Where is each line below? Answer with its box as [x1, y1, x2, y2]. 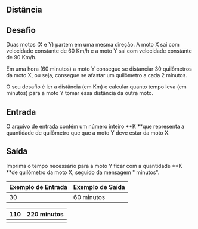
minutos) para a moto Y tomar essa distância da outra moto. [6, 90, 154, 97]
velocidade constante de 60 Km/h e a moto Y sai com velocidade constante [6, 47, 192, 54]
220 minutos [26, 210, 64, 218]
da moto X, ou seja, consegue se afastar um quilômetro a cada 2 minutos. [6, 72, 188, 79]
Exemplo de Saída [73, 182, 125, 191]
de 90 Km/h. [6, 54, 37, 61]
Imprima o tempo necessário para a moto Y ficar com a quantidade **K [6, 162, 182, 169]
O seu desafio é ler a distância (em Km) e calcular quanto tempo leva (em [6, 83, 187, 90]
